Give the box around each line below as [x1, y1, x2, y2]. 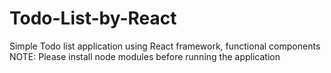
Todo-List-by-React [9, 7, 177, 30]
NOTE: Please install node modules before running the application [9, 50, 281, 62]
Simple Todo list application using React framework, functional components [9, 40, 321, 52]
